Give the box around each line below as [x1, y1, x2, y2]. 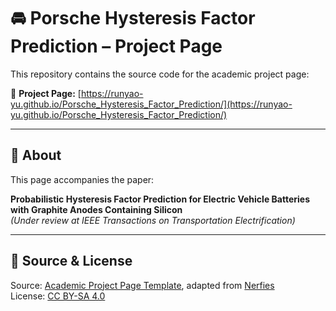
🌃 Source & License [10, 253, 133, 270]
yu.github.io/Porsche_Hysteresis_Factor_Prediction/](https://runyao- [10, 98, 293, 110]
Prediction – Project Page [10, 35, 223, 58]
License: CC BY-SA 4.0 [10, 290, 106, 302]
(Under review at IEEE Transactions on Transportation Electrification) [10, 214, 296, 226]
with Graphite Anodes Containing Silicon [10, 203, 183, 215]
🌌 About [10, 147, 62, 164]
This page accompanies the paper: [10, 173, 155, 185]
